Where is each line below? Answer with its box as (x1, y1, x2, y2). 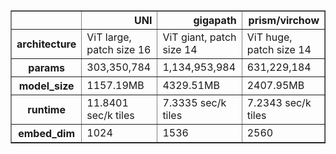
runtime (27, 103, 66, 116)
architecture (16, 37, 77, 51)
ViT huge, (246, 30, 293, 44)
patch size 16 (86, 43, 152, 56)
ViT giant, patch (162, 30, 237, 44)
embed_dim (18, 127, 75, 140)
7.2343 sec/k (246, 96, 312, 109)
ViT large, (86, 30, 132, 44)
